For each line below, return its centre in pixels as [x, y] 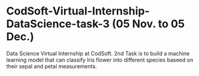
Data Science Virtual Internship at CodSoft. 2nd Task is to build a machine [98, 53]
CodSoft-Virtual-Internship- [78, 11]
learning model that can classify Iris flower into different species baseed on [100, 60]
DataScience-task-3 [58, 24]
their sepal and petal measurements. [52, 66]
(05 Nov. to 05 [148, 24]
